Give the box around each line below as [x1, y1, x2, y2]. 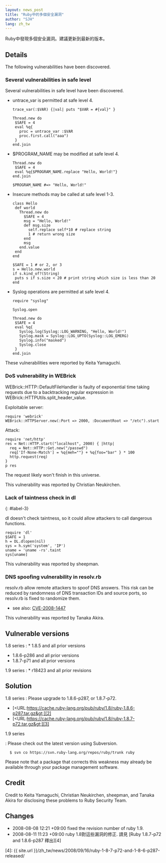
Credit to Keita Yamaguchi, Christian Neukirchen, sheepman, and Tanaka [5, 792, 155, 798]
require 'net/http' [5, 437, 46, 442]
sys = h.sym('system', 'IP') [5, 543, 66, 548]
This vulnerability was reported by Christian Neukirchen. [5, 482, 121, 488]
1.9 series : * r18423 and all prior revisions [5, 668, 92, 674]
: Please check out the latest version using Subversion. [5, 740, 118, 746]
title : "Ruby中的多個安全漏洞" [5, 12, 64, 17]
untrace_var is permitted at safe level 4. [12, 97, 94, 103]
